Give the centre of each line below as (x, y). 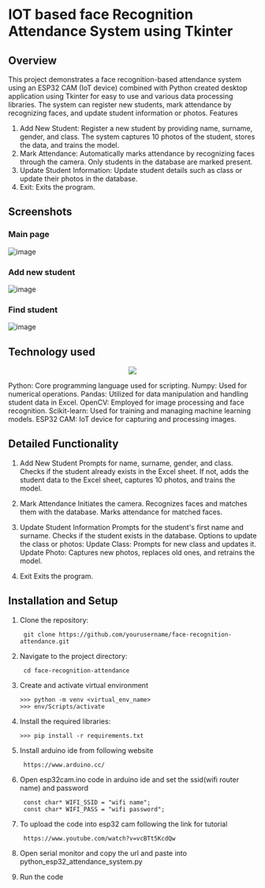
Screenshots (40, 212)
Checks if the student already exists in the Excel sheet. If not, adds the (134, 471)
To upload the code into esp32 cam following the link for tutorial (123, 824)
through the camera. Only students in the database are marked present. (136, 162)
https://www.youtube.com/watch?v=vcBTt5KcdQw (99, 838)
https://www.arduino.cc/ (64, 765)
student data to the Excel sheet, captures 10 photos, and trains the (127, 480)
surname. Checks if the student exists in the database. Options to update (138, 536)
